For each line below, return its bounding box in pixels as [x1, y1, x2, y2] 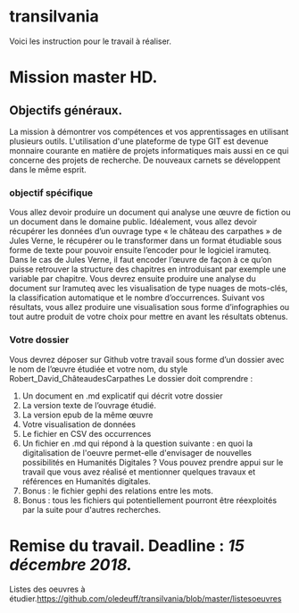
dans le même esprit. [9, 164, 87, 175]
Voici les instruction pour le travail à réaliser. [9, 36, 172, 46]
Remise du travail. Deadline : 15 [9, 535, 245, 556]
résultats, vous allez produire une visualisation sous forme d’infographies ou [9, 302, 290, 313]
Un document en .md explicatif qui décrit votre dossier [21, 390, 223, 401]
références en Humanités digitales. [21, 475, 152, 486]
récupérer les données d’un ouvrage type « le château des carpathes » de [9, 226, 283, 237]
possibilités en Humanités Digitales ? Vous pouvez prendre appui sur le [21, 457, 284, 467]
